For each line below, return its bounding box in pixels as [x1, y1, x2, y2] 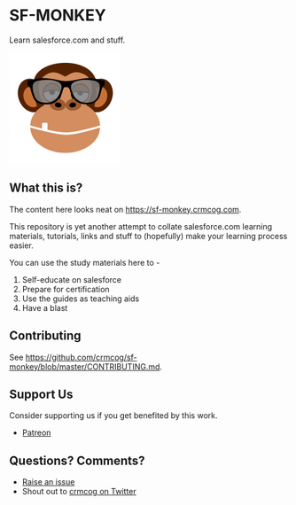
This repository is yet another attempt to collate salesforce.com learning [9, 221, 273, 231]
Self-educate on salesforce [21, 274, 122, 284]
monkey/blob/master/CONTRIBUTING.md [9, 361, 160, 372]
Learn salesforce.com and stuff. [9, 35, 126, 45]
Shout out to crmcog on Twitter [21, 486, 136, 497]
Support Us [9, 386, 74, 401]
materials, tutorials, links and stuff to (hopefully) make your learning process [9, 230, 288, 241]
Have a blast [21, 302, 68, 313]
